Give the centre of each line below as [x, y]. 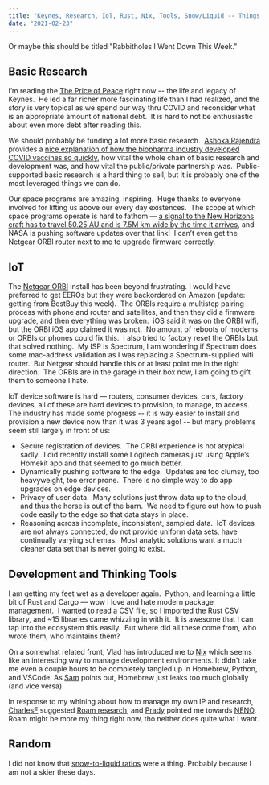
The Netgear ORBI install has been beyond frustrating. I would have [120, 287]
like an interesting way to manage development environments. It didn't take [132, 660]
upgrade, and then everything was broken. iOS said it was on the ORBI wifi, [134, 321]
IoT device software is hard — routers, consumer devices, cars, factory [126, 396]
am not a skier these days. [52, 772]
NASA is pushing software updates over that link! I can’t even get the [123, 233]
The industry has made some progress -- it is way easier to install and [124, 413]
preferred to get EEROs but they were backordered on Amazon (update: [127, 295]
